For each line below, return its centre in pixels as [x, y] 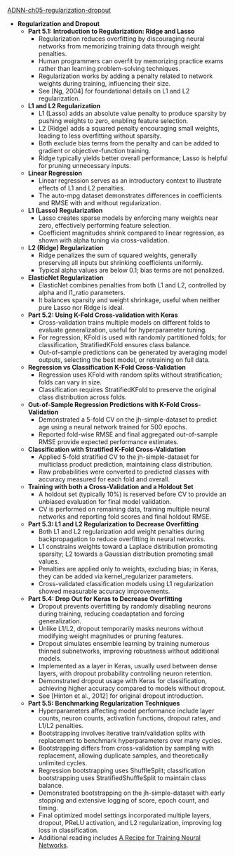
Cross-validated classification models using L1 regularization [126, 584]
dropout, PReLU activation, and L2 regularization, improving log [130, 823]
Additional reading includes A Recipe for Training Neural [120, 838]
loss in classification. [69, 830]
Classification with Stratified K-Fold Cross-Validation [107, 449]
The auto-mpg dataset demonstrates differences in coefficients [130, 195]
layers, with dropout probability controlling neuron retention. [125, 673]
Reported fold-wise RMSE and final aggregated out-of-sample [128, 434]
